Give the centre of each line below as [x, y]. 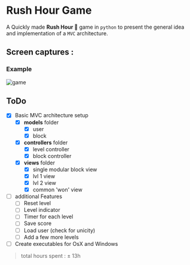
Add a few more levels [51, 237]
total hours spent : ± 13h [50, 255]
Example [19, 69]
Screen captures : [40, 52]
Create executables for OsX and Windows [66, 243]
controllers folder [46, 142]
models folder [41, 122]
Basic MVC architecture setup [51, 115]
